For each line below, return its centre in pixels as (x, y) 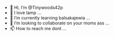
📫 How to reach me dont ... (38, 28)
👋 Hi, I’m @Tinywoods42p (36, 8)
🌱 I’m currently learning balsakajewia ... (50, 18)
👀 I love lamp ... (25, 13)
